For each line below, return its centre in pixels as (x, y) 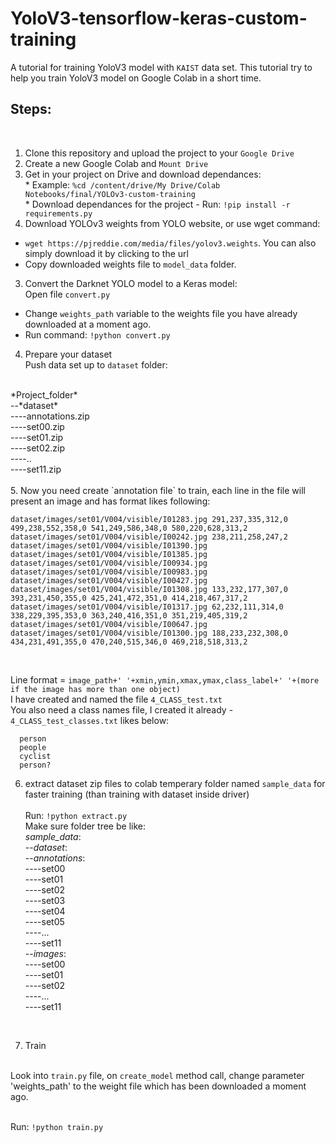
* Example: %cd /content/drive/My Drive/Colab (122, 184)
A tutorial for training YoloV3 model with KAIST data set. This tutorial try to (161, 67)
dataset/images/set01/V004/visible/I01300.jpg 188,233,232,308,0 (149, 633)
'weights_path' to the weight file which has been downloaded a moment (158, 1086)
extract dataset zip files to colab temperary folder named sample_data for (175, 783)
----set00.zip (37, 426)
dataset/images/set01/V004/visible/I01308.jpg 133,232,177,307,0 (149, 589)
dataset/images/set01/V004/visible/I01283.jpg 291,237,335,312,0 (149, 519)
